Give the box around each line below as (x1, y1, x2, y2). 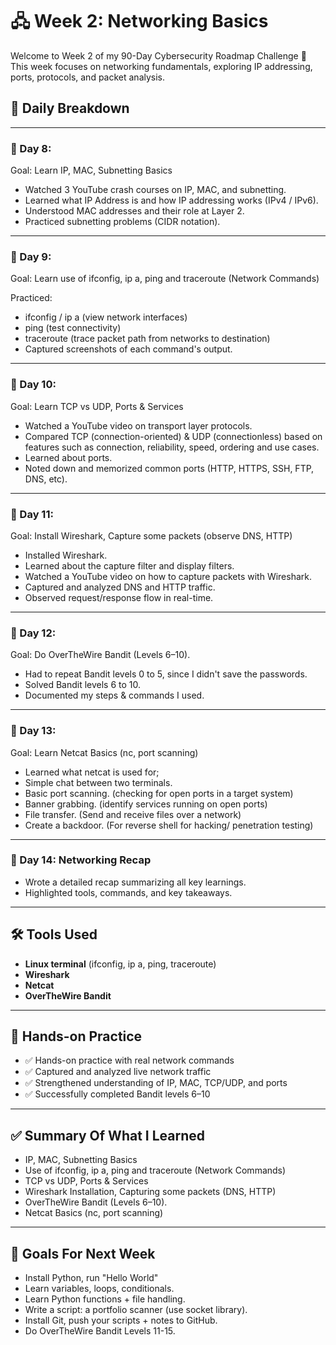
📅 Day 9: (10, 249, 52, 263)
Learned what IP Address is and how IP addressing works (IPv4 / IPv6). (24, 194, 319, 207)
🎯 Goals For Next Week (10, 1245, 156, 1262)
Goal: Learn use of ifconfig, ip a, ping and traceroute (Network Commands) (10, 273, 320, 285)
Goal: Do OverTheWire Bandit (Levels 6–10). (10, 649, 191, 661)
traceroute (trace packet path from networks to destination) (24, 333, 271, 345)
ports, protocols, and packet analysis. (10, 71, 166, 83)
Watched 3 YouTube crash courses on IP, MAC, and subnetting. (24, 184, 287, 196)
